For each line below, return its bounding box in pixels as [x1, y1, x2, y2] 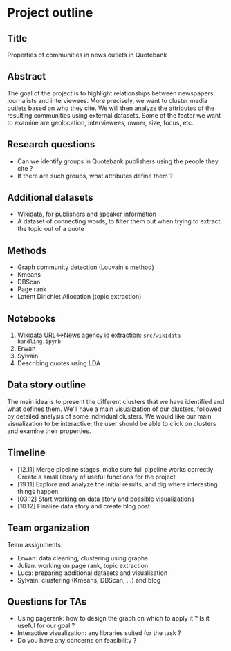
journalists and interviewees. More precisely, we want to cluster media [7, 96, 207, 104]
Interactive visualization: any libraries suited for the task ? [17, 629, 181, 637]
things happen [17, 487, 59, 495]
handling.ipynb [17, 338, 62, 345]
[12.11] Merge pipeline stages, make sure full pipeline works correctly [17, 465, 214, 473]
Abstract [7, 71, 46, 82]
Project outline [7, 5, 93, 21]
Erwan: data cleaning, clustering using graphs [17, 553, 149, 562]
